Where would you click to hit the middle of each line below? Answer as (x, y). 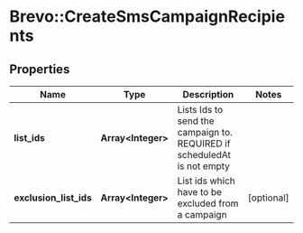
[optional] (268, 198)
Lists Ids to (200, 110)
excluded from (208, 203)
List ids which (207, 181)
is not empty (203, 166)
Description (208, 94)
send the (196, 121)
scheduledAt (204, 155)
